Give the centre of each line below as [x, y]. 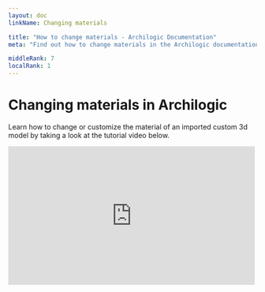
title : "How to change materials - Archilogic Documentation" [112, 37]
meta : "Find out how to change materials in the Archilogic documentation [134, 44]
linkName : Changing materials [58, 23]
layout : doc [28, 15]
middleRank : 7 [32, 59]
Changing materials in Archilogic [118, 105]
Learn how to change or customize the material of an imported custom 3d [128, 126]
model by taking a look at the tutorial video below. [89, 135]
